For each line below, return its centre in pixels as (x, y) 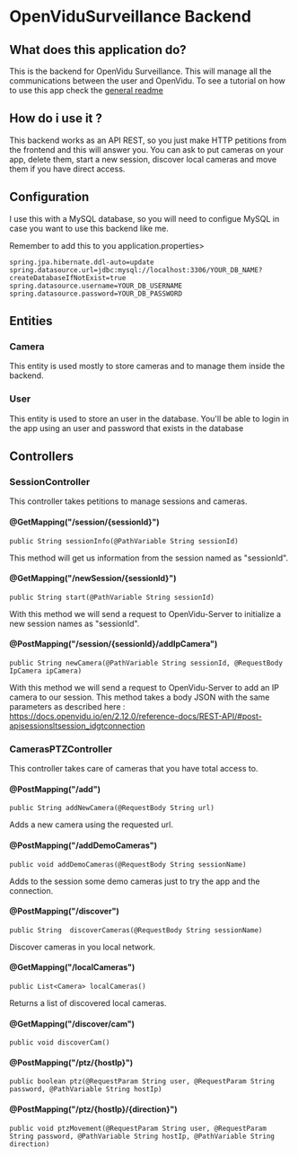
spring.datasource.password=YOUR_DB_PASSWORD (96, 294)
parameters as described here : (67, 706)
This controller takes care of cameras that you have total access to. (134, 769)
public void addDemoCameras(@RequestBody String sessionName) (128, 864)
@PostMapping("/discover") (64, 911)
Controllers (42, 456)
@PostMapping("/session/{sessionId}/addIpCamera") (114, 644)
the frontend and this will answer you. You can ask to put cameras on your (147, 149)
